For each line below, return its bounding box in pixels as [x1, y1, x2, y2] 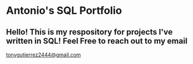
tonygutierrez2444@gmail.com [6, 51, 81, 58]
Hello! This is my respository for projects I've [6, 27, 173, 37]
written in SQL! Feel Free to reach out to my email [6, 36, 188, 46]
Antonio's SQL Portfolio [6, 4, 122, 17]
